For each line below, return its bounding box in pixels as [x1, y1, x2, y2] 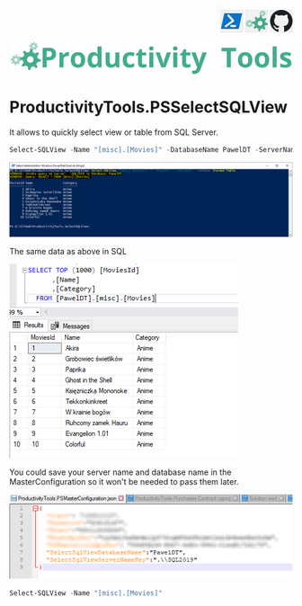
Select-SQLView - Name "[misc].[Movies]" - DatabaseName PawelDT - [9, 145, 259, 154]
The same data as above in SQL [9, 245, 128, 256]
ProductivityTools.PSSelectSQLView [9, 97, 288, 118]
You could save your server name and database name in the [9, 467, 232, 477]
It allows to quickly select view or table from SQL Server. [9, 127, 218, 138]
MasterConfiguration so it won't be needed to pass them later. [9, 476, 240, 486]
